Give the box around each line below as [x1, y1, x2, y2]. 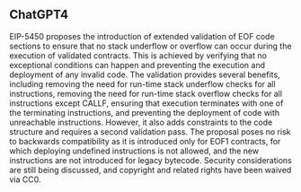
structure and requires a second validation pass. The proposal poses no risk [9, 126, 291, 137]
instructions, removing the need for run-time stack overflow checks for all [9, 88, 283, 99]
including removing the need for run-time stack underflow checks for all [9, 78, 276, 89]
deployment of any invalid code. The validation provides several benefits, [9, 69, 280, 80]
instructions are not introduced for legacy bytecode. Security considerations [9, 154, 292, 165]
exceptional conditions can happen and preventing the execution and [9, 59, 265, 70]
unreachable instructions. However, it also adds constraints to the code [9, 117, 273, 127]
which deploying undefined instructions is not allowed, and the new [9, 145, 259, 156]
